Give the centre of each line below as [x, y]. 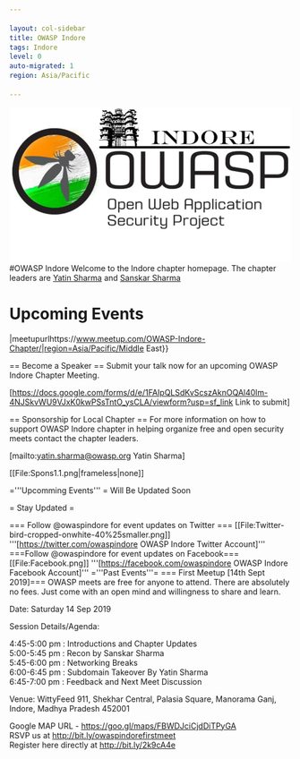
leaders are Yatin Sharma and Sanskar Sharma [95, 277]
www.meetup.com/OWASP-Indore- [141, 338]
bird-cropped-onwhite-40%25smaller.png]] [90, 534]
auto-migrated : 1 [42, 66]
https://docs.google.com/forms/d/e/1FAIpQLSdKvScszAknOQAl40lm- [140, 392]
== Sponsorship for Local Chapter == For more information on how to [137, 419]
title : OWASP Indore [48, 38]
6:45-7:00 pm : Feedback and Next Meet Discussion [106, 681]
